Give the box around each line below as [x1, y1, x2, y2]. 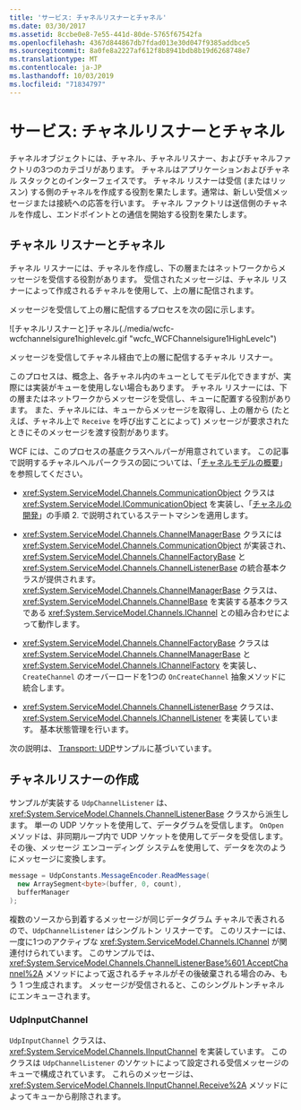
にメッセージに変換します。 [9, 854, 111, 864]
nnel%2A [9, 967, 44, 978]
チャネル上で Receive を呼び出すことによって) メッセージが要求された [32, 416, 289, 427]
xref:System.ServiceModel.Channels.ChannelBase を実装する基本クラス [21, 596, 288, 607]
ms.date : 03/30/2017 [9, 22, 87, 30]
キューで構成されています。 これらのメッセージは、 [9, 1068, 199, 1079]
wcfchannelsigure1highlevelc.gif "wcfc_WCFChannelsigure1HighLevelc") [9, 334, 278, 344]
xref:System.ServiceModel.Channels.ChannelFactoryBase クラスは [21, 637, 270, 648]
